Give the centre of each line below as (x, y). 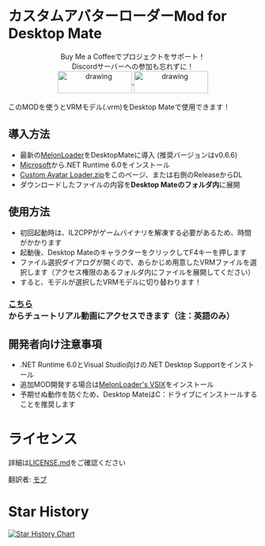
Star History (49, 512)
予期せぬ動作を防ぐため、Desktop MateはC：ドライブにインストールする (138, 394)
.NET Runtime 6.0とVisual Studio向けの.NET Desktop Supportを (123, 365)
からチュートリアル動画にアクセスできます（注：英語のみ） (121, 316)
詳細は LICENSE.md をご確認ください (67, 463)
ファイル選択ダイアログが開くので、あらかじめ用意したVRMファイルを (135, 262)
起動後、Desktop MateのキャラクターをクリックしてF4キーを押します (133, 252)
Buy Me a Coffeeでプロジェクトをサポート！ (133, 56)
